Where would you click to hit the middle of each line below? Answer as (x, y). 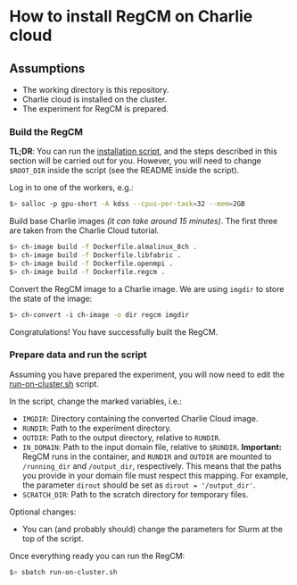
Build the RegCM (46, 131)
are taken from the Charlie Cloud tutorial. (84, 230)
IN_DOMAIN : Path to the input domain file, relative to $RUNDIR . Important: (152, 447)
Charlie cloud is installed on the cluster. (95, 99)
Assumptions (47, 68)
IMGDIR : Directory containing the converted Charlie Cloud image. (140, 418)
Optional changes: (43, 512)
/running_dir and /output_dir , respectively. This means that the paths (152, 465)
